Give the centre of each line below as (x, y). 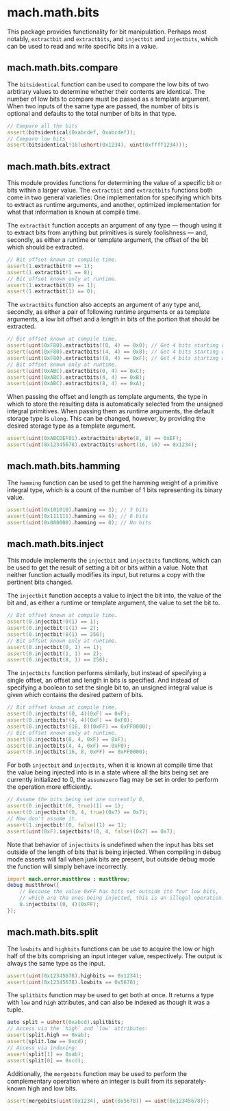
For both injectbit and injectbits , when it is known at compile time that (110, 765)
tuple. (15, 1010)
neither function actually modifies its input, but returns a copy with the (106, 575)
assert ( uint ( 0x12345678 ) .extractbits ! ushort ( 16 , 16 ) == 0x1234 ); (102, 445)
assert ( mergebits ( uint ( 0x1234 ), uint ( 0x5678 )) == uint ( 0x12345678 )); (108, 1101)
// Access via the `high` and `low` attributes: (78, 1029)
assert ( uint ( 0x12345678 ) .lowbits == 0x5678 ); (73, 982)
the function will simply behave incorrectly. (68, 866)
